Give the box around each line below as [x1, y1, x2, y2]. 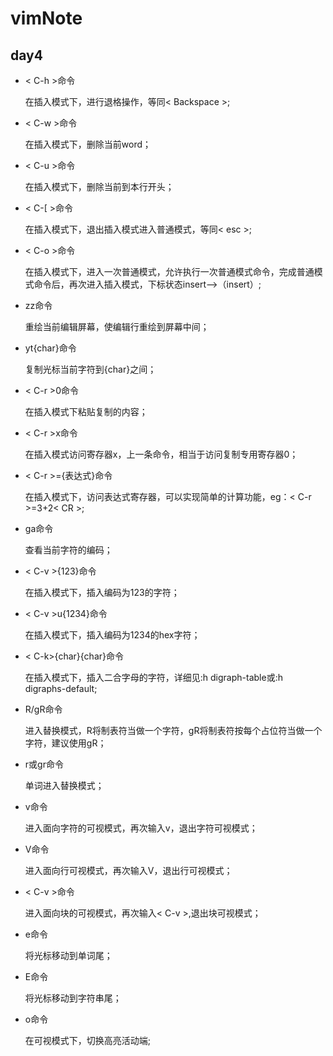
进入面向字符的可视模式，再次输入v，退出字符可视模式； [24, 822, 258, 834]
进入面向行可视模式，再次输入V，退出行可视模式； [24, 865, 233, 876]
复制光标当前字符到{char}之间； [24, 363, 157, 375]
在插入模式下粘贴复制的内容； [24, 406, 148, 417]
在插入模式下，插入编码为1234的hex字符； [24, 629, 201, 641]
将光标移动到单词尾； [24, 950, 113, 961]
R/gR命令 [24, 703, 63, 715]
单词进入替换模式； [24, 780, 105, 791]
